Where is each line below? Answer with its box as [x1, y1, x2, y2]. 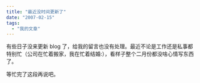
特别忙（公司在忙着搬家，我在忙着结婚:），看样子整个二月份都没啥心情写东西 [6, 51, 195, 58]
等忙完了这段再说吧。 [6, 70, 59, 78]
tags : [6, 20, 20, 26]
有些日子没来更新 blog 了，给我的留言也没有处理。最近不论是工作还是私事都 [6, 43, 193, 50]
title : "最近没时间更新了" [6, 8, 66, 15]
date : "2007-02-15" [6, 14, 55, 20]
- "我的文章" [11, 25, 41, 32]
